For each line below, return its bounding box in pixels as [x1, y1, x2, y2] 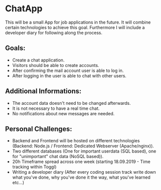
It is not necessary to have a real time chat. [12, 105, 100, 111]
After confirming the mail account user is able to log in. [12, 67, 124, 73]
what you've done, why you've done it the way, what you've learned [12, 174, 151, 180]
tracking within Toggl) [12, 164, 57, 170]
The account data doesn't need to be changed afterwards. [12, 100, 131, 106]
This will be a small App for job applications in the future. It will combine [5, 19, 151, 25]
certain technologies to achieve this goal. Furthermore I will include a [5, 24, 145, 30]
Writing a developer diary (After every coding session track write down [12, 169, 156, 175]
